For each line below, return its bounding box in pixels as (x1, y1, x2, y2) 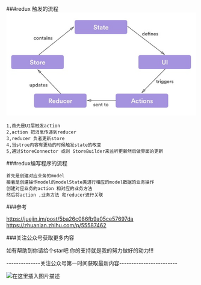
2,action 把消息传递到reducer (6, 129, 76, 135)
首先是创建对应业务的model (6, 173, 65, 179)
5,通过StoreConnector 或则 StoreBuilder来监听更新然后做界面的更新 (6, 148, 164, 155)
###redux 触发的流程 (6, 5, 59, 12)
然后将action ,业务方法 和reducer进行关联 (6, 192, 104, 198)
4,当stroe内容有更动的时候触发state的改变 (6, 142, 102, 148)
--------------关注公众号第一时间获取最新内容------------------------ (6, 259, 178, 266)
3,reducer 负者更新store (6, 135, 65, 141)
